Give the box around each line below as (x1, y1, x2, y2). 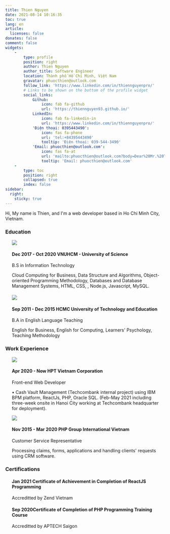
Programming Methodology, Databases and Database (30, 278, 143, 284)
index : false (23, 182, 51, 187)
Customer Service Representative (12, 438, 82, 444)
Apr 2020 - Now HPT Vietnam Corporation (12, 368, 103, 374)
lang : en (5, 21, 24, 27)
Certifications (5, 465, 40, 473)
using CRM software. (12, 453, 56, 459)
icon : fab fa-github (41, 102, 85, 107)
